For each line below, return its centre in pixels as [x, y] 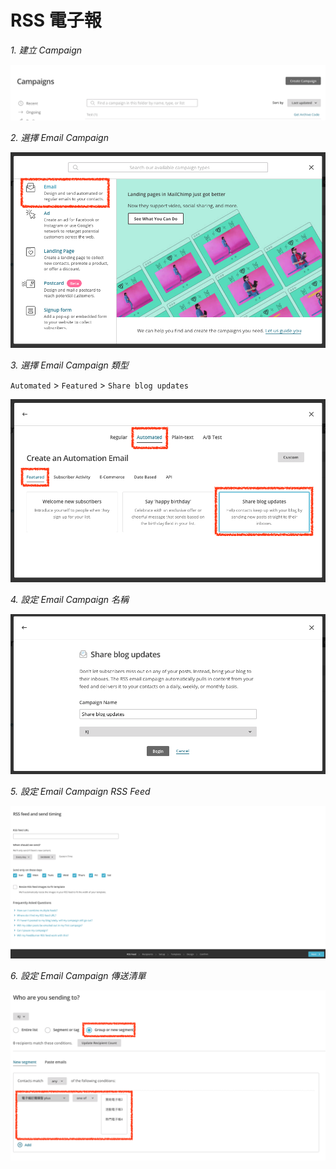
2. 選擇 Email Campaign [59, 138]
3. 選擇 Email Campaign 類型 [69, 365]
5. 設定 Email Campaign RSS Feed [80, 792]
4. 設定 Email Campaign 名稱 [69, 600]
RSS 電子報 [56, 20]
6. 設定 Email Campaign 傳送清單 [78, 976]
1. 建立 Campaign [46, 50]
